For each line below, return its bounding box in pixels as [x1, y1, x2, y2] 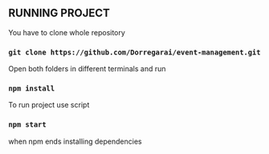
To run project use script [8, 100, 90, 110]
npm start [8, 120, 47, 129]
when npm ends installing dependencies [8, 136, 142, 146]
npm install [8, 84, 55, 93]
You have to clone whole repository [8, 27, 126, 37]
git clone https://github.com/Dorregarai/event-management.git [8, 47, 261, 57]
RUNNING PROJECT [8, 6, 110, 20]
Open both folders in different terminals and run [8, 64, 166, 74]
